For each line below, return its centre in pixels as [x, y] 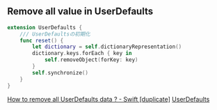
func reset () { [42, 40]
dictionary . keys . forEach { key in [82, 54]
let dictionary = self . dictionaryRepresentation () [107, 47]
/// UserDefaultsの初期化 [55, 34]
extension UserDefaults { [45, 27]
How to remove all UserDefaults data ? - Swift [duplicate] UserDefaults [108, 99]
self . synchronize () [61, 72]
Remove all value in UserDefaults [80, 11]
